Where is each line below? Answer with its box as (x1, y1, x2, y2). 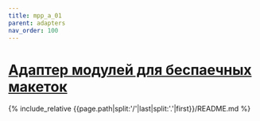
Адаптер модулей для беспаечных (8, 60, 252, 79)
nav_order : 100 (8, 26, 59, 34)
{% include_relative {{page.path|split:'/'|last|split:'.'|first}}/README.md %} (8, 104, 251, 114)
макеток (8, 77, 68, 96)
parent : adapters (8, 19, 66, 27)
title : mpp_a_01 (8, 11, 62, 20)
